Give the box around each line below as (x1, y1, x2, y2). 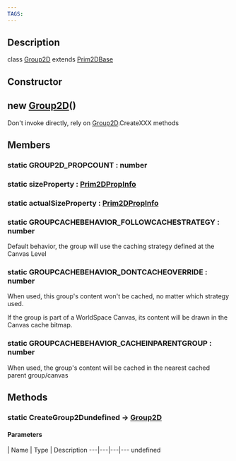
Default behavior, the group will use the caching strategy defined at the (7, 242, 215, 251)
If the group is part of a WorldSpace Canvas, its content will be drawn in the (7, 313, 228, 322)
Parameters (7, 430, 42, 438)
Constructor (7, 76, 62, 88)
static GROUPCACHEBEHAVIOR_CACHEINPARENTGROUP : (7, 339, 212, 349)
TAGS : (7, 10, 23, 18)
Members (7, 139, 51, 151)
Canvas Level (7, 250, 47, 258)
